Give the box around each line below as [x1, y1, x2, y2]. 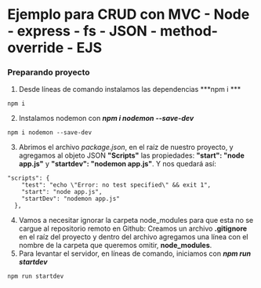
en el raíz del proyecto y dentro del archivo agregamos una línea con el [18, 232, 248, 242]
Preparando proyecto [7, 67, 91, 78]
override [7, 39, 64, 57]
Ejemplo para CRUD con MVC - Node [7, 5, 250, 24]
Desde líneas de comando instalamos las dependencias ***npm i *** [18, 85, 241, 94]
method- [159, 22, 219, 40]
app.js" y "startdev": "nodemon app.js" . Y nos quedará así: [18, 159, 216, 169]
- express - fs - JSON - [7, 22, 158, 40]
